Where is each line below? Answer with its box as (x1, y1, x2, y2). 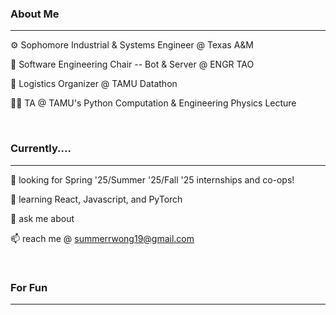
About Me (10, 7, 60, 21)
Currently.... (10, 142, 72, 156)
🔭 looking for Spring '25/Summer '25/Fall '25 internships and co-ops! (10, 173, 295, 186)
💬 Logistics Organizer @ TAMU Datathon (10, 78, 178, 90)
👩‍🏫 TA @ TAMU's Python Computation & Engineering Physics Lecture (10, 97, 297, 109)
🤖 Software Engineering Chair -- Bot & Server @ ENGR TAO (10, 58, 255, 71)
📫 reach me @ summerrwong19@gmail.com (10, 232, 195, 244)
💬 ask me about (10, 212, 75, 224)
